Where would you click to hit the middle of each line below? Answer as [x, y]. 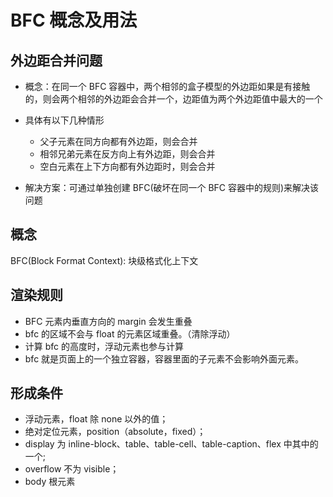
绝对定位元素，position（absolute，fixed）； [115, 432]
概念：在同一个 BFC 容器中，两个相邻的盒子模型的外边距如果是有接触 [167, 86]
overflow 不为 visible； [72, 469]
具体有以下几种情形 [64, 120]
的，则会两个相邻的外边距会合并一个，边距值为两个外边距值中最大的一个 [173, 99]
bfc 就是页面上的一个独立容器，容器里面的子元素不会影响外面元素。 [164, 358]
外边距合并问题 [56, 60]
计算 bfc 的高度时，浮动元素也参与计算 [104, 346]
